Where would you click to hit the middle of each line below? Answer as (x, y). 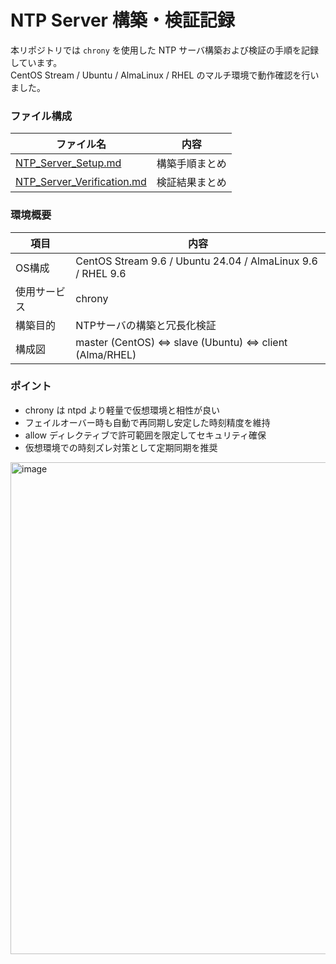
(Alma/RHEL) (106, 354)
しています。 (36, 62)
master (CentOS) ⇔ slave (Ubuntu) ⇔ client (181, 342)
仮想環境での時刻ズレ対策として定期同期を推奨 (121, 447)
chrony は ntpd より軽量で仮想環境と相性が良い (122, 410)
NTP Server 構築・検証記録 (122, 20)
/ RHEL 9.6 (101, 273)
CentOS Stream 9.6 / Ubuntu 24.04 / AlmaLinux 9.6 (196, 261)
